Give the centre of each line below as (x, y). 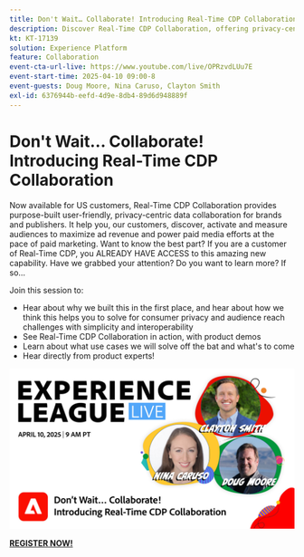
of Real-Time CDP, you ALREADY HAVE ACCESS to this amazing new (138, 253)
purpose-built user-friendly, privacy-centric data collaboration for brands (146, 215)
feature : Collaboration (54, 58)
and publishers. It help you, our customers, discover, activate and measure (148, 224)
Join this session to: (47, 290)
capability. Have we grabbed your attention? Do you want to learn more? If (148, 263)
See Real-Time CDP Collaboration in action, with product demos (142, 336)
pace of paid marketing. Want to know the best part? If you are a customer (148, 244)
